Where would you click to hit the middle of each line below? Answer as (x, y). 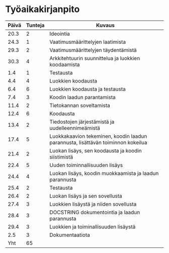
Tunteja (35, 25)
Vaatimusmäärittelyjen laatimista (88, 42)
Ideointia (60, 34)
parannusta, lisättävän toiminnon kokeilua (98, 142)
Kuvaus (105, 25)
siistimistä (61, 157)
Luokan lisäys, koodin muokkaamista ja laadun (104, 173)
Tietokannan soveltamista (80, 105)
